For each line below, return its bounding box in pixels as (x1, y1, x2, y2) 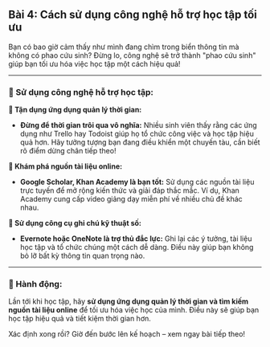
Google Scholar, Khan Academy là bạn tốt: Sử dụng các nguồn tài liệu (19, 178, 255, 187)
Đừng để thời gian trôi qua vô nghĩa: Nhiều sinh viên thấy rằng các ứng (19, 120, 257, 130)
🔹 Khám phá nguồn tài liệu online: (8, 161, 123, 171)
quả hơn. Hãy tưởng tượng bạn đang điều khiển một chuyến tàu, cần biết (19, 137, 260, 147)
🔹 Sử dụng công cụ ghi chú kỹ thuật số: (8, 218, 142, 228)
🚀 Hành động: (8, 279, 63, 290)
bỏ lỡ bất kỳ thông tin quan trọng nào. (19, 251, 145, 261)
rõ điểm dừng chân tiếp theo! (19, 146, 117, 156)
